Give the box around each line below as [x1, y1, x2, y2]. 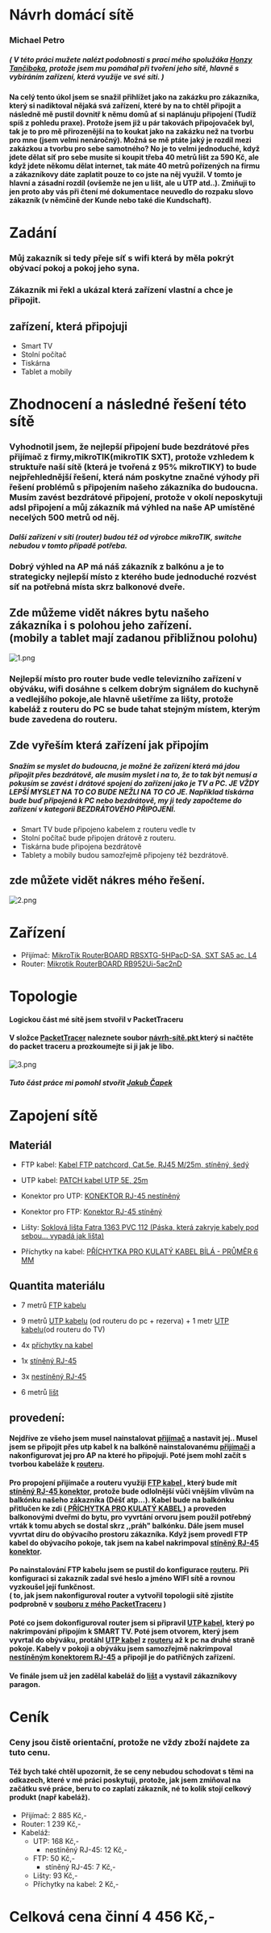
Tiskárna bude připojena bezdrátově [20, 841, 142, 851]
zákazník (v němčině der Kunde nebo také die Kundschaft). [9, 196, 212, 206]
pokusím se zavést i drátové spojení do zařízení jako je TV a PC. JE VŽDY [9, 778, 260, 788]
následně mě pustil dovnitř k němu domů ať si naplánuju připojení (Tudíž [9, 109, 256, 119]
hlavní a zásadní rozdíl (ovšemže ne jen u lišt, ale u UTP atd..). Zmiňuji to [9, 178, 256, 188]
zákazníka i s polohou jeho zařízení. [9, 619, 193, 633]
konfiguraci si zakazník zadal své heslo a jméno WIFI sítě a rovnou [9, 1574, 236, 1583]
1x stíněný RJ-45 [20, 1356, 77, 1366]
